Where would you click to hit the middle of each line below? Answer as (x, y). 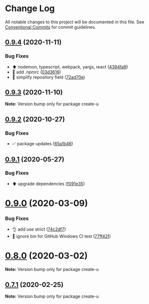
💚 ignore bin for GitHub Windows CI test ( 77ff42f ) (61, 236)
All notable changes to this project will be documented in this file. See (75, 22)
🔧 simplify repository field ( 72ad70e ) (49, 77)
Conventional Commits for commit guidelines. (50, 27)
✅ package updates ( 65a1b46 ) (43, 144)
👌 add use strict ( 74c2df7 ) (39, 229)
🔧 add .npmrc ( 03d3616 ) (36, 72)
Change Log (30, 8)
